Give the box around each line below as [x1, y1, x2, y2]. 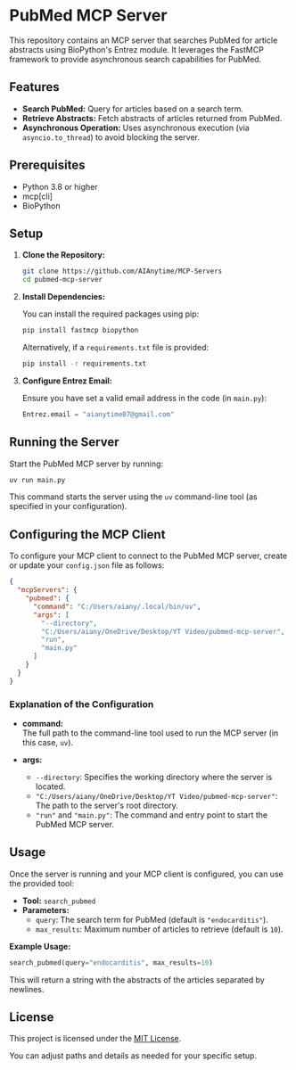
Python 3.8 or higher [21, 181, 98, 192]
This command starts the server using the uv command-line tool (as [9, 491, 258, 502]
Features [9, 79, 60, 95]
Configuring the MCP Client [9, 527, 166, 542]
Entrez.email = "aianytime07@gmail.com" [21, 409, 175, 419]
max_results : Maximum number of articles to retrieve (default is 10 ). [35, 924, 284, 934]
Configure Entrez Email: [21, 375, 113, 386]
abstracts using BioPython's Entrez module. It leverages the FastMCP [9, 44, 265, 54]
